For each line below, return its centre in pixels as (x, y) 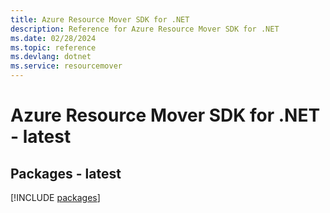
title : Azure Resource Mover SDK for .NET (100, 19)
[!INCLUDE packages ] (55, 197)
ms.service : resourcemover (66, 66)
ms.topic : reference (53, 47)
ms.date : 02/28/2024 (53, 38)
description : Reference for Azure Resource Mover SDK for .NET (145, 29)
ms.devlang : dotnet (51, 57)
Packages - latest (66, 173)
